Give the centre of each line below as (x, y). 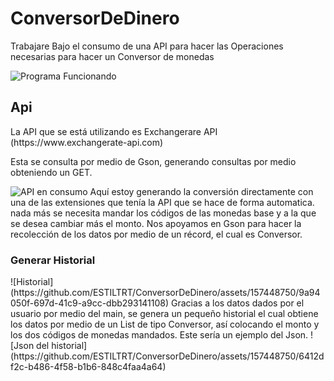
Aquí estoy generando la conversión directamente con (201, 191)
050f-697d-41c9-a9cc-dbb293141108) (90, 303)
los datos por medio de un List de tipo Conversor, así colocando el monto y (165, 324)
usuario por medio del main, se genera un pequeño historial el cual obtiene (164, 314)
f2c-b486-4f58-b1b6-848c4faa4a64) (88, 367)
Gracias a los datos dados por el (238, 303)
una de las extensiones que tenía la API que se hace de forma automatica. (162, 202)
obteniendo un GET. (51, 172)
